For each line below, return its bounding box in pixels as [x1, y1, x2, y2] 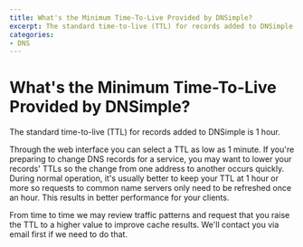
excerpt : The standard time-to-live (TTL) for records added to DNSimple [9, 22, 294, 31]
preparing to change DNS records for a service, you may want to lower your [9, 154, 292, 165]
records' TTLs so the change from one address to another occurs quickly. [9, 164, 285, 175]
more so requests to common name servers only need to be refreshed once [9, 183, 292, 194]
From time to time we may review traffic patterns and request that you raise [9, 210, 290, 221]
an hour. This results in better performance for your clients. [9, 192, 230, 204]
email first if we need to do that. [9, 229, 128, 240]
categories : [9, 30, 54, 39]
